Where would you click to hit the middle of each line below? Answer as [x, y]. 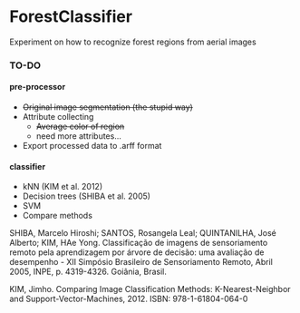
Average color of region [80, 127]
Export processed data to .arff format [92, 146]
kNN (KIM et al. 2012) [62, 187]
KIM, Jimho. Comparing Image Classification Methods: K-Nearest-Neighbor [150, 289]
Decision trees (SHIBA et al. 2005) [87, 196]
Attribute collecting [58, 117]
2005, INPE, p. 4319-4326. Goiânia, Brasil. [88, 272]
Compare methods [58, 216]
